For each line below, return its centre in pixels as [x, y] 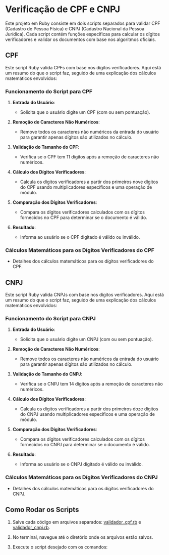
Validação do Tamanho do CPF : [46, 147]
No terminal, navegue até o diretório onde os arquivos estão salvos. [83, 537]
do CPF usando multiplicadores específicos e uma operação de [86, 187]
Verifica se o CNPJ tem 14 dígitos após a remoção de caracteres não [91, 384]
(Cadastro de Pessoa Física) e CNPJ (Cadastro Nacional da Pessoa [75, 28]
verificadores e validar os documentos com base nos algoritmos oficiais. [81, 39]
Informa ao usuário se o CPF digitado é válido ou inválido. [80, 237]
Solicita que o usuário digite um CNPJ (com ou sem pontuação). [87, 339]
